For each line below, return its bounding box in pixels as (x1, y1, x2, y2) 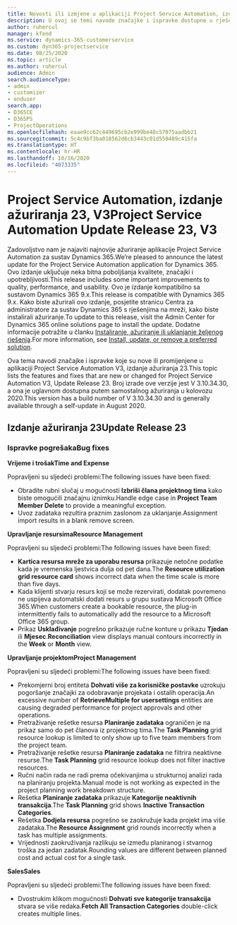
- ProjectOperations (7, 121, 68, 129)
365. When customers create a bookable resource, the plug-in (17, 602, 197, 611)
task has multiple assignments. (17, 831, 108, 840)
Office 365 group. (17, 617, 70, 626)
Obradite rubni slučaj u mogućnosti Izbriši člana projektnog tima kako (17, 487, 222, 495)
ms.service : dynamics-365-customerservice (7, 37, 134, 44)
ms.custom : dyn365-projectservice (7, 43, 109, 50)
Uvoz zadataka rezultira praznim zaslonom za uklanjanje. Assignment (17, 509, 218, 518)
